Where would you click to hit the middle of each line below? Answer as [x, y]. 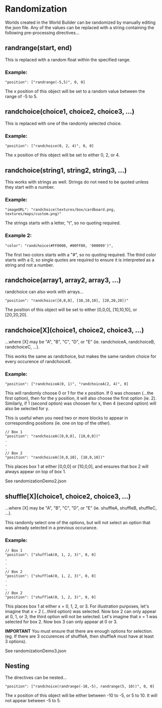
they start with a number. [30, 187]
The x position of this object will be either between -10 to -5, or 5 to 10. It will [81, 695]
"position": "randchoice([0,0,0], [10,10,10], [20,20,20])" [67, 301]
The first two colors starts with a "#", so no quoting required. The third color [81, 255]
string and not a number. [29, 265]
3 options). [16, 641]
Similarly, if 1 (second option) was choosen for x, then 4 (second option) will [81, 403]
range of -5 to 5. [21, 97]
